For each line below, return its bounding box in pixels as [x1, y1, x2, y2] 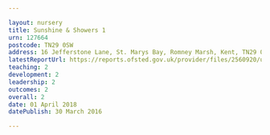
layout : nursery [8, 18, 63, 26]
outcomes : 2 [8, 85, 48, 93]
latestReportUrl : [8, 56, 67, 64]
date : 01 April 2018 [8, 101, 78, 109]
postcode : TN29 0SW [8, 41, 74, 49]
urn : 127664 [8, 34, 48, 42]
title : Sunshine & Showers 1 [8, 26, 106, 34]
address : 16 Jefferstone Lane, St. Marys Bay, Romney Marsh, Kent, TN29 [8, 49, 257, 57]
